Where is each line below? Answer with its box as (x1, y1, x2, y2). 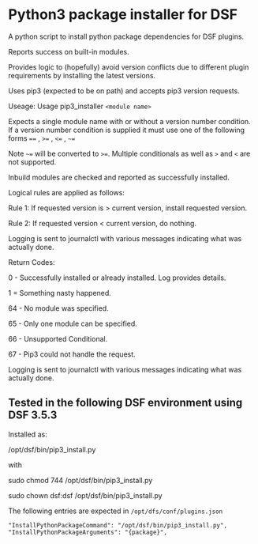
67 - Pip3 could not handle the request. (8, 349, 136, 359)
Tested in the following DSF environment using (8, 396, 243, 410)
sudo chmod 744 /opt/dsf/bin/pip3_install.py (8, 475, 153, 485)
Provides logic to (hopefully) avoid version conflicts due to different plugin (8, 62, 249, 72)
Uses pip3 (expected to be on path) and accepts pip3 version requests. (8, 85, 241, 96)
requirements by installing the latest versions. (8, 70, 156, 80)
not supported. (8, 157, 57, 167)
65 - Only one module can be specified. (8, 319, 138, 328)
